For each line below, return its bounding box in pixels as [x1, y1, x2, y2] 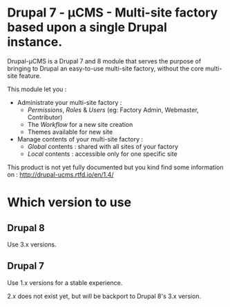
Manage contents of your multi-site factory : [17, 135, 144, 143]
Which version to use [7, 195, 132, 210]
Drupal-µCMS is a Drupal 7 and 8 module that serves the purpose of [7, 57, 202, 65]
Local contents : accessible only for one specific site [27, 150, 178, 158]
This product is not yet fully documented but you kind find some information [7, 163, 224, 171]
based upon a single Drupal [7, 19, 168, 35]
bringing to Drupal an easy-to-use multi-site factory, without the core [7, 64, 204, 72]
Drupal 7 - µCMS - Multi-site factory [7, 5, 218, 21]
